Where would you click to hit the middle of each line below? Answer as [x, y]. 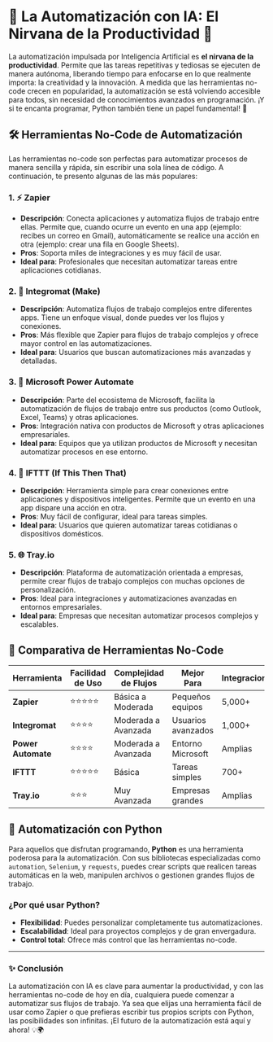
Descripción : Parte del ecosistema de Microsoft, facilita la [117, 400]
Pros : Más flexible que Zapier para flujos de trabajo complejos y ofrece [139, 335]
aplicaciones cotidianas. [61, 270]
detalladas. [39, 361]
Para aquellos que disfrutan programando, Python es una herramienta [126, 849]
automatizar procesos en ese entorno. [84, 452]
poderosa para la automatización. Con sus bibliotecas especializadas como [135, 857]
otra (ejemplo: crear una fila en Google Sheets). [100, 244]
